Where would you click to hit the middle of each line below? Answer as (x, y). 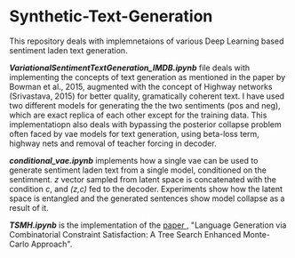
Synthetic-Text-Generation (111, 16)
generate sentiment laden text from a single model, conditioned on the (138, 170)
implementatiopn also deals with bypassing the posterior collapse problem (145, 124)
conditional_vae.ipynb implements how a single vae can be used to (134, 160)
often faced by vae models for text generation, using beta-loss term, (134, 133)
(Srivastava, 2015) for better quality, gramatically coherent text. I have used (147, 96)
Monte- (257, 234)
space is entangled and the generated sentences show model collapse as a (147, 198)
